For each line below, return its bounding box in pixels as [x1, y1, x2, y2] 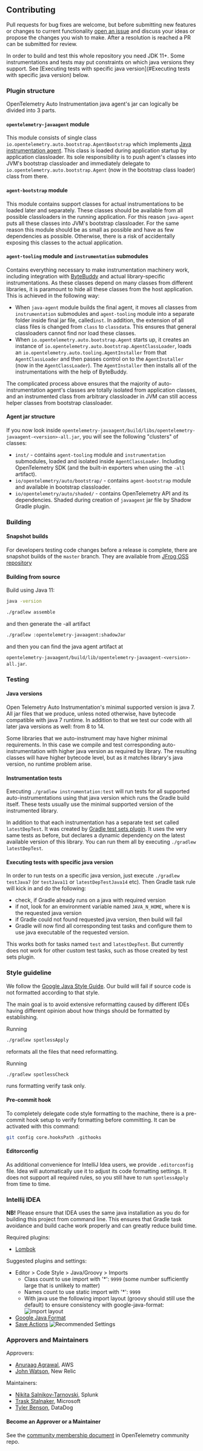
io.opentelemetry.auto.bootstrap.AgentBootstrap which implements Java [6, 141, 192, 148]
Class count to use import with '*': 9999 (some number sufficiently [24, 1276, 189, 1283]
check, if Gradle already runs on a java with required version [15, 897, 166, 904]
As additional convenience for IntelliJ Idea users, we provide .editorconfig [6, 1161, 194, 1168]
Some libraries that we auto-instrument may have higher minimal [6, 735, 168, 742]
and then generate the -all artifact [6, 620, 91, 627]
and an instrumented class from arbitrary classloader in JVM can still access [6, 392, 198, 400]
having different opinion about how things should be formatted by [6, 1007, 170, 1014]
